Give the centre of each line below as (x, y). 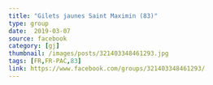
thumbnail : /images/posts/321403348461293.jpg (89, 53)
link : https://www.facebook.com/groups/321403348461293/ (107, 69)
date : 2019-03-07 (39, 31)
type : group (28, 23)
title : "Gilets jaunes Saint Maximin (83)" (83, 16)
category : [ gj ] (34, 46)
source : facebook (38, 38)
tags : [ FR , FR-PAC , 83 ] (45, 62)
